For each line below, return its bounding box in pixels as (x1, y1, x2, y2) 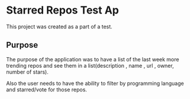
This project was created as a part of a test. (6, 23, 112, 30)
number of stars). (6, 68, 49, 75)
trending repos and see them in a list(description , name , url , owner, (6, 62, 174, 69)
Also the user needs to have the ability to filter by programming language (6, 80, 185, 87)
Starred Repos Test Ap (6, 4, 120, 17)
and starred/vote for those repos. (6, 86, 88, 93)
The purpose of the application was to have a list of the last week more (6, 55, 179, 62)
